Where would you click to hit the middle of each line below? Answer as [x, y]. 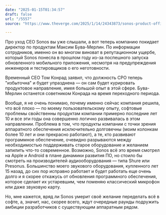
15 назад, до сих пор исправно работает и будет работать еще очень [78, 172]
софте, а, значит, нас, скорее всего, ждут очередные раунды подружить [82, 202]
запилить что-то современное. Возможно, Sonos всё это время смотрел [83, 150]
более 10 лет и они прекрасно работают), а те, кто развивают [70, 134]
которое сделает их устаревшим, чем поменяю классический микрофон [82, 182]
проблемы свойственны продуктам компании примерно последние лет [81, 114]
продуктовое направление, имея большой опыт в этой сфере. [71, 88]
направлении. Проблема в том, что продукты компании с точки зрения [81, 124]
